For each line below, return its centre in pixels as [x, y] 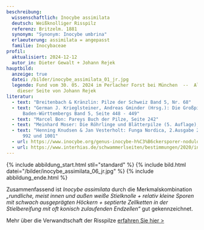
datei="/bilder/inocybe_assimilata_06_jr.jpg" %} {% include [80, 171]
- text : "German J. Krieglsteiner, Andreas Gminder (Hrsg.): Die [96, 108]
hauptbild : [20, 68]
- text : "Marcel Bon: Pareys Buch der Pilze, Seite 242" [85, 119]
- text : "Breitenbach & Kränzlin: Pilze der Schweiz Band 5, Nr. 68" [101, 102]
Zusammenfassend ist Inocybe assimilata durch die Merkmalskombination [99, 189]
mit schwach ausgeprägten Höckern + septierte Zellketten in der [87, 202]
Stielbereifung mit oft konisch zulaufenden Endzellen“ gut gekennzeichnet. [100, 208]
